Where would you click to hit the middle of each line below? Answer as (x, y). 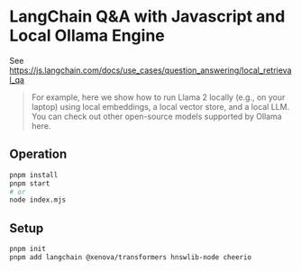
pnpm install (34, 175)
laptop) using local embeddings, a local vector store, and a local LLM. (160, 106)
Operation (38, 154)
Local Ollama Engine (87, 36)
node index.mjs (38, 200)
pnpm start (30, 183)
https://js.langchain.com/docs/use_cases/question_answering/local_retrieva (150, 70)
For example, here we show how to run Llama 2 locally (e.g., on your (158, 97)
